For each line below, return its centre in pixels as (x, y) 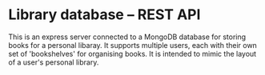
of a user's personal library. (54, 62)
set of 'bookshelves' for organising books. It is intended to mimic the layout (132, 53)
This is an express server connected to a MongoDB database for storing (127, 37)
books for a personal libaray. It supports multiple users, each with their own (133, 45)
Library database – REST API (104, 15)
